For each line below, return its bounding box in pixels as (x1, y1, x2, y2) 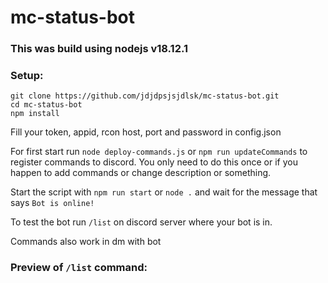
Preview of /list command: (10, 261, 148, 275)
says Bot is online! (10, 197, 95, 209)
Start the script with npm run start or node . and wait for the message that (10, 186, 318, 198)
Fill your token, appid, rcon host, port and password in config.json (10, 126, 282, 138)
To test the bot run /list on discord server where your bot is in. (10, 216, 273, 228)
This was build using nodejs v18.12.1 (10, 42, 188, 56)
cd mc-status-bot (10, 100, 83, 110)
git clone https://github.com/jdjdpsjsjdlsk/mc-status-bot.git (10, 91, 280, 101)
